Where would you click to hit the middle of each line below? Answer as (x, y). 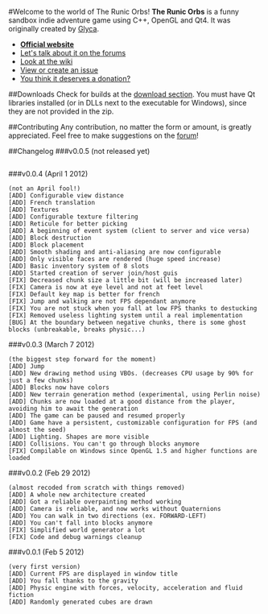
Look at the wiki (46, 61)
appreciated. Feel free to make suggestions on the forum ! (103, 135)
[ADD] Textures (34, 210)
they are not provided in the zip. (61, 111)
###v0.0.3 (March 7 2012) (52, 344)
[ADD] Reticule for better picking (68, 224)
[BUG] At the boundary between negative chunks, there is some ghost (128, 322)
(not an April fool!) (45, 189)
